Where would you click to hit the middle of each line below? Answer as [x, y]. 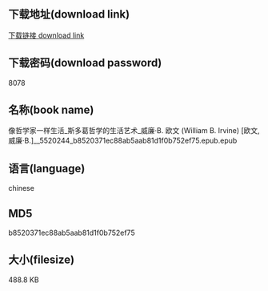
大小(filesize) [41, 260]
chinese [21, 188]
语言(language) [47, 168]
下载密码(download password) [85, 63]
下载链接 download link [46, 35]
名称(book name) [51, 110]
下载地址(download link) [69, 14]
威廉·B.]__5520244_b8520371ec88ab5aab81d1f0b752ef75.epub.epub [123, 141]
